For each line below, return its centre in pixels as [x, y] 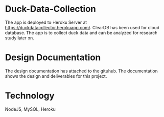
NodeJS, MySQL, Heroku [30, 109]
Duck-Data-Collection [51, 9]
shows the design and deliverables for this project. [56, 76]
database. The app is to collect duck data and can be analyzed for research [81, 33]
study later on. [20, 38]
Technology [30, 96]
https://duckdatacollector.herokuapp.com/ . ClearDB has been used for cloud [82, 27]
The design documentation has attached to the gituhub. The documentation [82, 71]
